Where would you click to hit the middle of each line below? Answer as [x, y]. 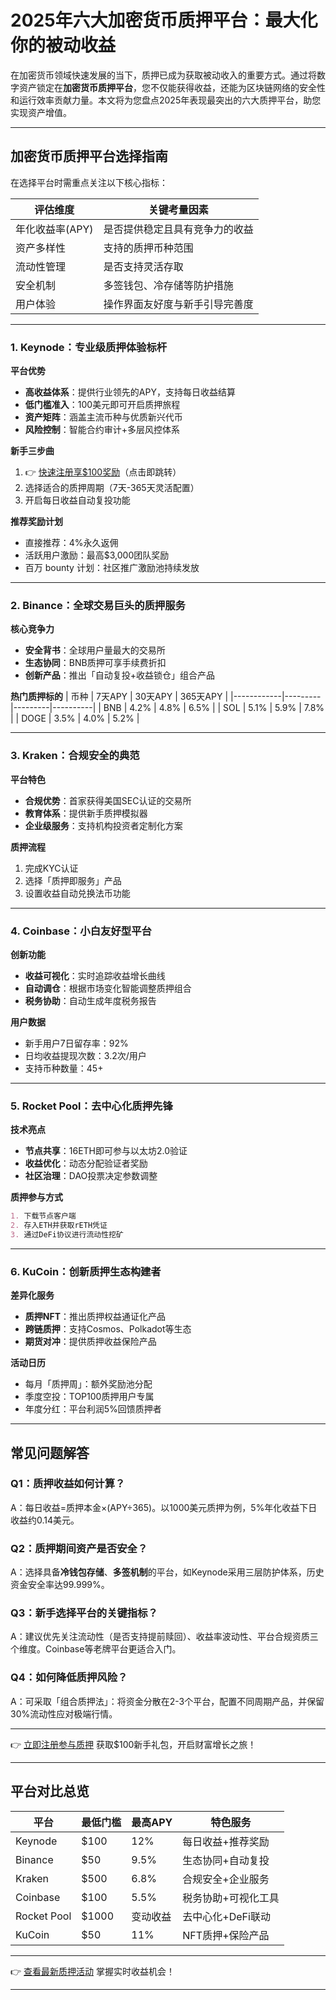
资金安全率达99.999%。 [60, 1585]
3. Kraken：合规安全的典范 [75, 756]
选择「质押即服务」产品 [73, 880]
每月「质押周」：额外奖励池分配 [88, 1384]
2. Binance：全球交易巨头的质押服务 [98, 605]
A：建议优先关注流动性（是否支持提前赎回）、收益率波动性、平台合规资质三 [164, 1637]
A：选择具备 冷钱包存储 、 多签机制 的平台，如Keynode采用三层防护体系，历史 [167, 1572]
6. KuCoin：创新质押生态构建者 [86, 1271]
